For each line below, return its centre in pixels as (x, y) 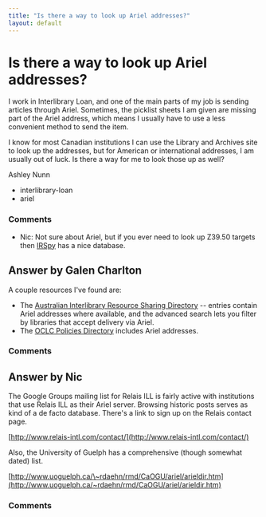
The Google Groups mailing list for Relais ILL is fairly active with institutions (131, 397)
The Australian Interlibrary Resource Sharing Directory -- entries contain (138, 305)
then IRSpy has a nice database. (72, 245)
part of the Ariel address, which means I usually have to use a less (117, 118)
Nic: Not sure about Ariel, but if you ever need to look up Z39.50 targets (137, 237)
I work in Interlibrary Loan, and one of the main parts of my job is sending (129, 101)
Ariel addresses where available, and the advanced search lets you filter (138, 314)
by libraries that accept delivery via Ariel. (87, 322)
